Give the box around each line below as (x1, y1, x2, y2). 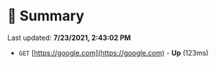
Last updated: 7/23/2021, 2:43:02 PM (7, 33, 131, 42)
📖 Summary (7, 7, 85, 25)
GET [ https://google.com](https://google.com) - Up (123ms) (18, 48, 209, 57)
